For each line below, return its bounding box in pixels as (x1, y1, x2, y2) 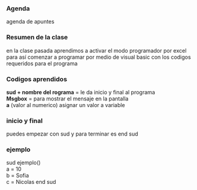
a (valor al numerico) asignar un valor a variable (6, 101, 126, 108)
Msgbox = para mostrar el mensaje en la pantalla (6, 95, 129, 102)
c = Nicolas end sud (6, 179, 56, 186)
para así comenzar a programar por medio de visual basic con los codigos (6, 53, 192, 61)
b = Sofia (6, 172, 29, 179)
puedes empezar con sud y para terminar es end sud (6, 130, 138, 137)
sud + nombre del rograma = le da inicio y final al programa (6, 88, 155, 96)
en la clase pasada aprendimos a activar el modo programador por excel (6, 47, 187, 54)
